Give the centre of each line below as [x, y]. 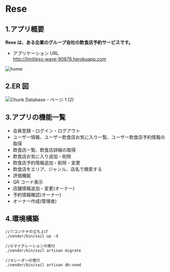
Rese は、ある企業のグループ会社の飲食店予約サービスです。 [69, 42]
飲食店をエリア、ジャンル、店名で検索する [57, 169]
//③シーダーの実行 [23, 261]
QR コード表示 [28, 182]
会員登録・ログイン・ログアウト [46, 131]
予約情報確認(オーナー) [37, 195]
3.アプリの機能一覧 [36, 118]
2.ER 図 [17, 86]
